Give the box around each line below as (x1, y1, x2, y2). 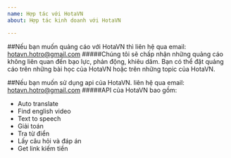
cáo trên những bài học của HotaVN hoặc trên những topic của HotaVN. (7, 65, 216, 73)
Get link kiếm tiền (17, 144, 68, 152)
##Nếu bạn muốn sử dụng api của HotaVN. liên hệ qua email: (7, 78, 185, 86)
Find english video (17, 107, 72, 115)
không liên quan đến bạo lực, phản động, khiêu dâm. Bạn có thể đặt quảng (7, 57, 224, 65)
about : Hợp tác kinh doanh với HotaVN (7, 17, 121, 24)
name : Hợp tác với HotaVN (7, 10, 83, 18)
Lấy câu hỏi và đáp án (17, 136, 82, 145)
